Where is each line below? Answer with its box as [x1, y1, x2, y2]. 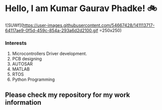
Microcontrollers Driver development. [12, 51, 88, 56]
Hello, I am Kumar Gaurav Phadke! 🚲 [5, 3, 157, 14]
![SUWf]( [5, 22, 23, 28]
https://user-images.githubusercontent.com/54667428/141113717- [22, 22, 155, 28]
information [5, 98, 41, 107]
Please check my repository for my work [5, 91, 130, 99]
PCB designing [12, 56, 42, 62]
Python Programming [12, 76, 55, 82]
